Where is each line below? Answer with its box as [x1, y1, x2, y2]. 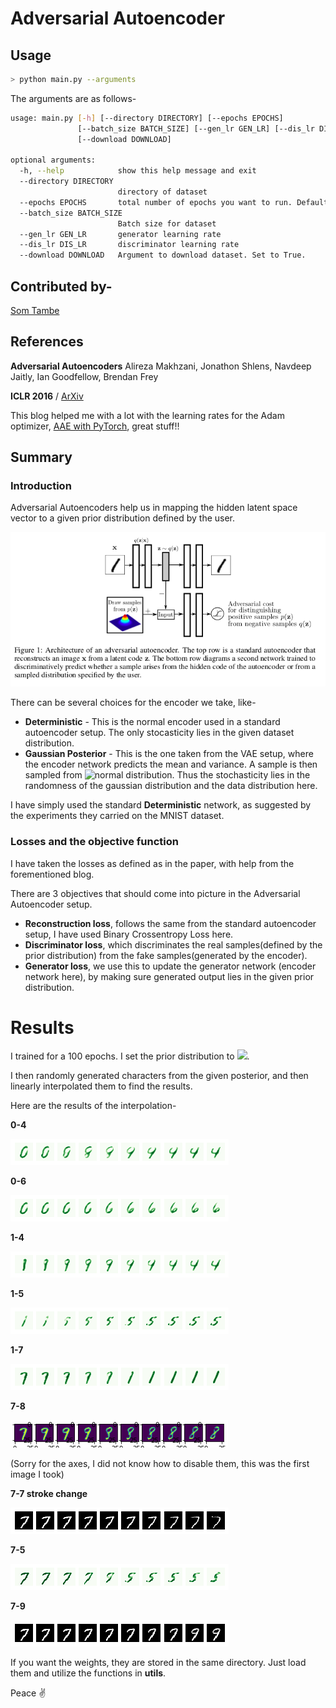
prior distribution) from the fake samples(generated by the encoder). [24, 949, 308, 961]
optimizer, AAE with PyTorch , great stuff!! [10, 420, 180, 432]
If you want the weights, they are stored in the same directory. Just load [10, 1657, 307, 1669]
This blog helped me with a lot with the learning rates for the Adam [10, 409, 285, 421]
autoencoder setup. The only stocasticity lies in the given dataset [24, 727, 295, 739]
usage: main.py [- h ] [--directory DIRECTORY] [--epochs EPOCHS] [10, 113, 284, 123]
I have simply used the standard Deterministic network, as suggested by [10, 799, 312, 811]
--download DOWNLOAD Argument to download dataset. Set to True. [19, 250, 307, 261]
